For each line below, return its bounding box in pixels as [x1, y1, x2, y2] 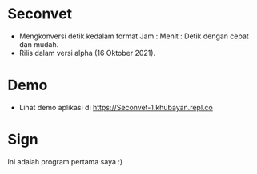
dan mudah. [18, 39, 59, 49]
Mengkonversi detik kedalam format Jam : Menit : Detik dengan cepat [18, 31, 249, 41]
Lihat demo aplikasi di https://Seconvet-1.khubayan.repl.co [18, 102, 213, 112]
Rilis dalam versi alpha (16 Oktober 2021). [18, 48, 156, 57]
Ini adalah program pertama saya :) [7, 156, 123, 166]
